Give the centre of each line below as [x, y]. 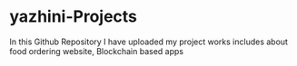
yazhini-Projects [74, 17]
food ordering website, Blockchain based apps [97, 51]
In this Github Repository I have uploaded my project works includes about [149, 42]
